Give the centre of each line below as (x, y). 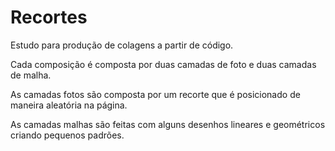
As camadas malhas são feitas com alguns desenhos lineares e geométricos (168, 124)
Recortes (49, 17)
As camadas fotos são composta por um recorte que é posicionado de (155, 94)
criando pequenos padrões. (67, 135)
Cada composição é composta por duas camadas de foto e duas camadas (163, 64)
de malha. (31, 75)
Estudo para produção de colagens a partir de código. (122, 45)
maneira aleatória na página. (69, 105)
